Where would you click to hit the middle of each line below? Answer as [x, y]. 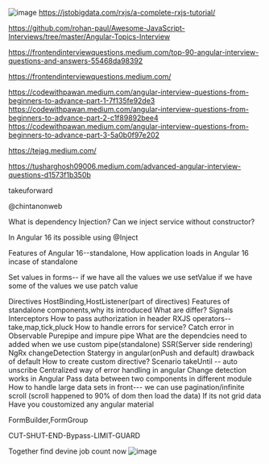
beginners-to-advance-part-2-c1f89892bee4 [83, 118]
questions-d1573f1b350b [50, 175]
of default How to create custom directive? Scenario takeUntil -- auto [123, 362]
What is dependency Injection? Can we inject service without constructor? [132, 222]
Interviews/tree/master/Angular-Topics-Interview [89, 37]
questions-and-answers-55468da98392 [76, 61]
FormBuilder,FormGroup [48, 420]
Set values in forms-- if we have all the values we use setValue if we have [130, 277]
